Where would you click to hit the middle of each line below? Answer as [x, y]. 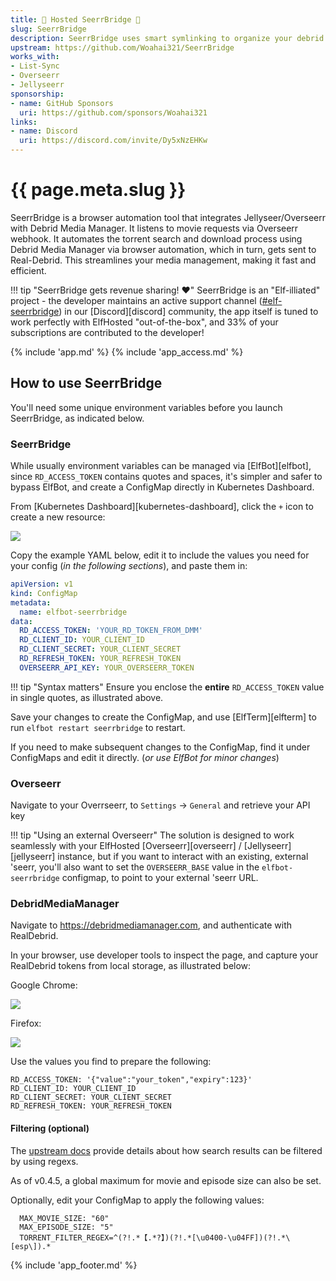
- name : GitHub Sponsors [62, 103]
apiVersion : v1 [42, 584]
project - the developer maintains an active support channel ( [136, 300]
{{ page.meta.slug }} [98, 190]
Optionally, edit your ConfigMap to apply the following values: [137, 1200]
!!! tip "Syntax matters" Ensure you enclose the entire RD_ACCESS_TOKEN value [167, 687]
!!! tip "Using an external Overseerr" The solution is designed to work [152, 835]
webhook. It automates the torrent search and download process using [156, 238]
